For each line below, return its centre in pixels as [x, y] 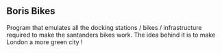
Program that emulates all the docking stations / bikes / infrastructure [104, 27]
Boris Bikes [31, 11]
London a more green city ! [45, 42]
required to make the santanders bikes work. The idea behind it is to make [111, 35]
